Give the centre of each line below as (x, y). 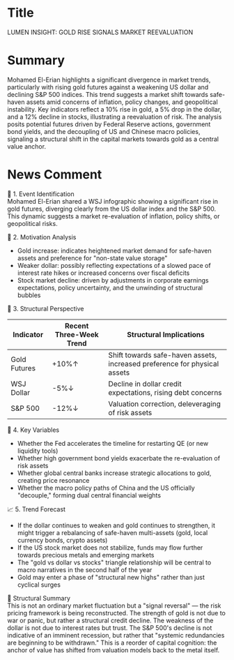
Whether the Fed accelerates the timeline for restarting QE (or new (113, 443)
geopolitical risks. (32, 223)
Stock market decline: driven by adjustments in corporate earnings (113, 280)
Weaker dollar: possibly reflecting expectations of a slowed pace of (114, 265)
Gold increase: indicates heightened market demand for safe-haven (114, 250)
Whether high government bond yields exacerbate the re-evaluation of (119, 458)
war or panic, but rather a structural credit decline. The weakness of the (110, 620)
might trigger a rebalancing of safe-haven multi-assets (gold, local (112, 532)
